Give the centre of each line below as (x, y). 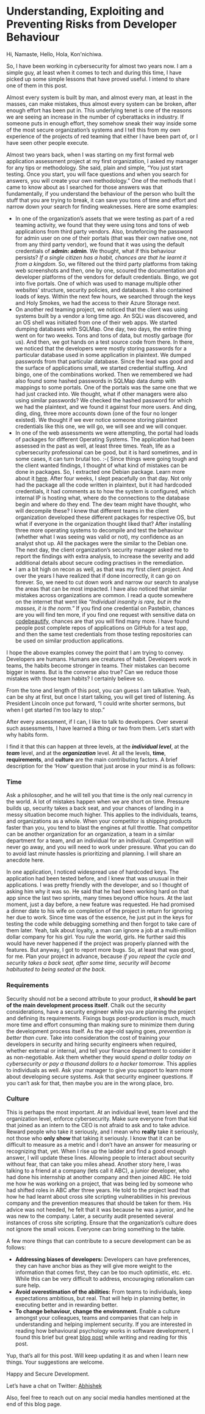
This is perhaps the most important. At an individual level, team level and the (102, 1112)
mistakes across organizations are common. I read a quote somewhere (104, 595)
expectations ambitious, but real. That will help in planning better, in (100, 1298)
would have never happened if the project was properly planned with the (98, 943)
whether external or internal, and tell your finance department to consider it (101, 1050)
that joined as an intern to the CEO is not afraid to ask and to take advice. (98, 1125)
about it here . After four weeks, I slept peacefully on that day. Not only (103, 478)
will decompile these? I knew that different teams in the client (92, 510)
